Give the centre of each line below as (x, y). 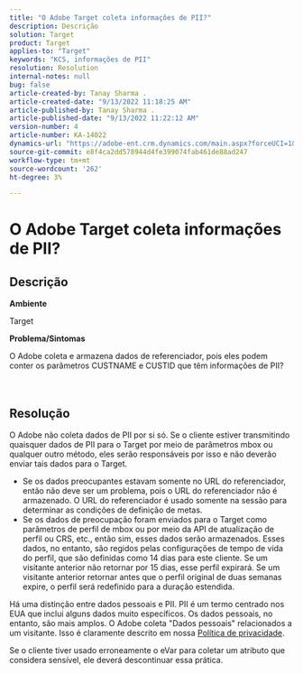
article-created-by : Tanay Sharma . (78, 93)
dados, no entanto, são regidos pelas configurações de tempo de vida (153, 549)
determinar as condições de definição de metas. (112, 510)
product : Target (40, 43)
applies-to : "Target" (50, 51)
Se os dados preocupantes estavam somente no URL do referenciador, (154, 481)
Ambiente (28, 304)
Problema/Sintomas (47, 338)
